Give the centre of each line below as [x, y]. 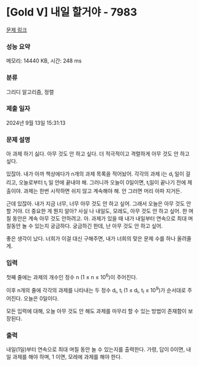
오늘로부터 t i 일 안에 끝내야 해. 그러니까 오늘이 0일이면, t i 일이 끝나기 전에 [102, 183]
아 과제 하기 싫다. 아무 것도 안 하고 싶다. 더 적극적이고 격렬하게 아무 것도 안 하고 [98, 154]
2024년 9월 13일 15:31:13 [36, 123]
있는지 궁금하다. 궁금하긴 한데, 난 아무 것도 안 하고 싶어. [99, 226]
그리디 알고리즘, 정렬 [30, 92]
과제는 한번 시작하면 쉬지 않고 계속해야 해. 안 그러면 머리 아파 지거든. [103, 190]
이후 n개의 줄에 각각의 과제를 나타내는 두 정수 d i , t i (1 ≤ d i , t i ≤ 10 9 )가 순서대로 [96, 290]
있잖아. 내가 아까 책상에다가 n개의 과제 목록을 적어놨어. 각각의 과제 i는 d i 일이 [95, 174]
